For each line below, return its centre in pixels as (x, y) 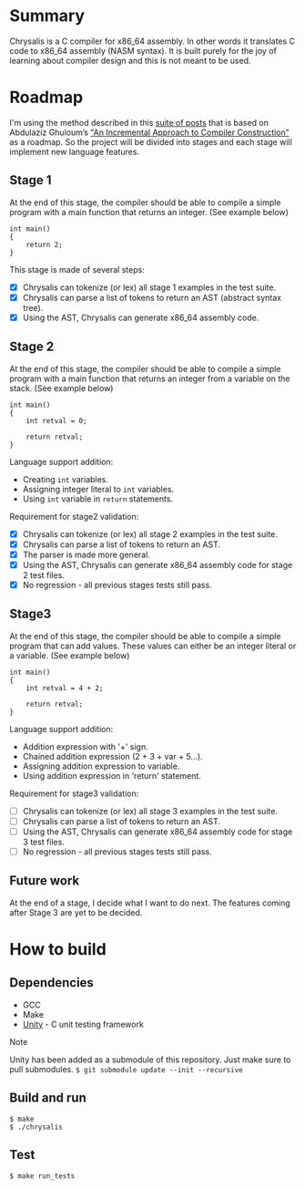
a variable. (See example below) (70, 655)
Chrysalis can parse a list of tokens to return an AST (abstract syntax (152, 297)
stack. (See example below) (61, 388)
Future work (45, 881)
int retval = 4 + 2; (65, 688)
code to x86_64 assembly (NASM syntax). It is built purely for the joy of (143, 50)
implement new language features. (74, 151)
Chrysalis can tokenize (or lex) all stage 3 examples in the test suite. (150, 811)
